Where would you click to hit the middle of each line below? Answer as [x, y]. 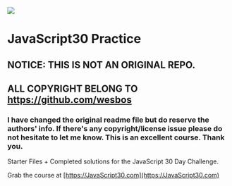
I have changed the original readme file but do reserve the [108, 120]
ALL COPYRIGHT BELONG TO [73, 88]
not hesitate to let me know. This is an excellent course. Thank [116, 137]
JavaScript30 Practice [74, 39]
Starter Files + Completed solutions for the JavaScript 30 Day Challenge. [113, 161]
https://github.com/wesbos [69, 100]
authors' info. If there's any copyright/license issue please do [115, 128]
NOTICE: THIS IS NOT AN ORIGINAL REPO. [102, 64]
